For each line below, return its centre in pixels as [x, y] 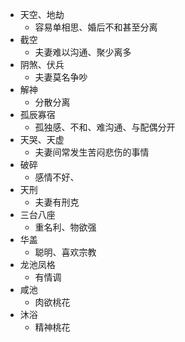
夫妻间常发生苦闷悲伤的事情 [92, 152]
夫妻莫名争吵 [61, 77]
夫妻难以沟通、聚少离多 [83, 52]
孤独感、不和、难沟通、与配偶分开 [105, 127]
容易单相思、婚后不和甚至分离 [96, 27]
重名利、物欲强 [65, 227]
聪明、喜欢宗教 [65, 252]
